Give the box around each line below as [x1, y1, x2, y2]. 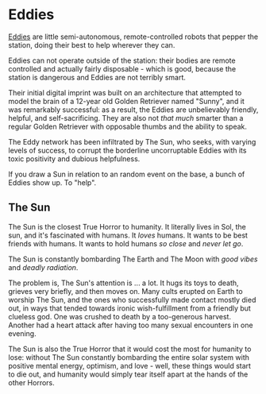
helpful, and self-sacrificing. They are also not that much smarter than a [8, 113, 244, 122]
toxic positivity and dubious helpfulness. [8, 153, 141, 164]
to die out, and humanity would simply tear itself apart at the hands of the [8, 369, 249, 379]
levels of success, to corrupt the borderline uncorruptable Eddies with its [8, 145, 247, 155]
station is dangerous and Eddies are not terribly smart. [8, 72, 187, 82]
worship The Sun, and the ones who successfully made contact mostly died [8, 295, 256, 304]
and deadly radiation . [8, 262, 79, 272]
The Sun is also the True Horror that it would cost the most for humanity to [8, 344, 252, 353]
